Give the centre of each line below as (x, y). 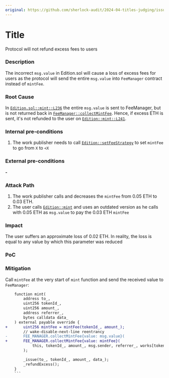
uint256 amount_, (41, 308)
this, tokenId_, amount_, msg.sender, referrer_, (85, 346)
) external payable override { (47, 322)
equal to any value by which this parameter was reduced (64, 242)
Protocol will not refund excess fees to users (51, 49)
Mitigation (18, 268)
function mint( (30, 294)
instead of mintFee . (25, 83)
